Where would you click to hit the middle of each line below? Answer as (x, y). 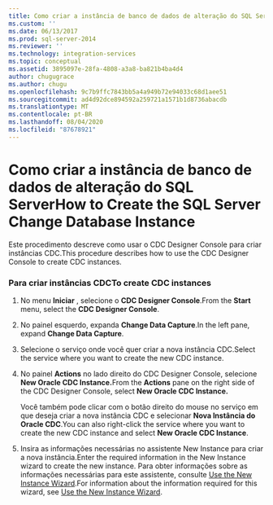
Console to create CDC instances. (65, 261)
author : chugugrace (41, 77)
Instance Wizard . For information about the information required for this (139, 483)
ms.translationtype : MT (49, 107)
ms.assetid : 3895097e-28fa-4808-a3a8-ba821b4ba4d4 (96, 69)
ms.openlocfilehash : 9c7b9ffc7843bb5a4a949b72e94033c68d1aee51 (118, 92)
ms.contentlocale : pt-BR (50, 115)
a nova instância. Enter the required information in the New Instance (133, 457)
